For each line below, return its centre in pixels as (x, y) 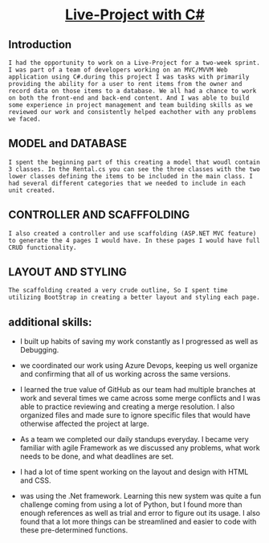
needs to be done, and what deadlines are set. (97, 456)
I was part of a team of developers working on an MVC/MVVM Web (118, 70)
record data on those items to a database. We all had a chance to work (132, 91)
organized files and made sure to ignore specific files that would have (135, 415)
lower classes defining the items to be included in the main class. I (130, 176)
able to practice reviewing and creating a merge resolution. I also (127, 406)
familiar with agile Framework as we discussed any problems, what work (140, 448)
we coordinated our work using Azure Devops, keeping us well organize (139, 365)
